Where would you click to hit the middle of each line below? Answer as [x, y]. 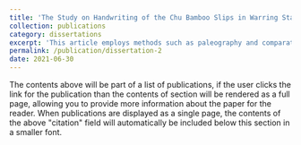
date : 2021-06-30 [42, 59]
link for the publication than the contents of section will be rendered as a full [150, 94]
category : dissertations [56, 34]
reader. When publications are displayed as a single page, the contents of [145, 113]
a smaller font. [36, 132]
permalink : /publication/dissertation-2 [86, 51]
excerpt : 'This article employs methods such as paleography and [133, 43]
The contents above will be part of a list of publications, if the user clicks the [150, 85]
